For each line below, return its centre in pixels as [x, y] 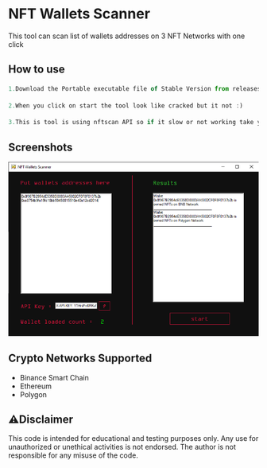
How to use [37, 70]
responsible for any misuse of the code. [74, 455]
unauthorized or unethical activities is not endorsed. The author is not [122, 447]
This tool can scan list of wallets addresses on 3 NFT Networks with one [127, 36]
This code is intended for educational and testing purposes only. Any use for [133, 439]
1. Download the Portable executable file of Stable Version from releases [135, 88]
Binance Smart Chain [54, 377]
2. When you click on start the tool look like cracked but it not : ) [126, 105]
